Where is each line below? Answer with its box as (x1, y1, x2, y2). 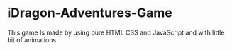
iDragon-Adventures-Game (7, 5, 172, 21)
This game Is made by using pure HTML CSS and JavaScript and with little (7, 28, 225, 37)
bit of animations (7, 35, 57, 44)
